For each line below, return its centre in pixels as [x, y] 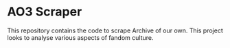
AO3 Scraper [45, 12]
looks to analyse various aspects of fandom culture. [80, 37]
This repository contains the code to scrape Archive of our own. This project [115, 30]
